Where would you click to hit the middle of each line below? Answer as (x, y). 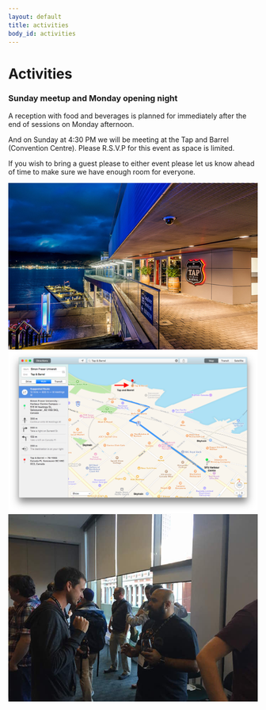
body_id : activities (42, 33)
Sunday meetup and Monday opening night (93, 98)
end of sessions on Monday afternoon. (71, 124)
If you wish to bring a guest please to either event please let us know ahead (131, 163)
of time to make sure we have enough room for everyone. (102, 171)
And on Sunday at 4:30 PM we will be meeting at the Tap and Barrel (119, 140)
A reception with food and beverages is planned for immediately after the (127, 116)
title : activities (38, 25)
